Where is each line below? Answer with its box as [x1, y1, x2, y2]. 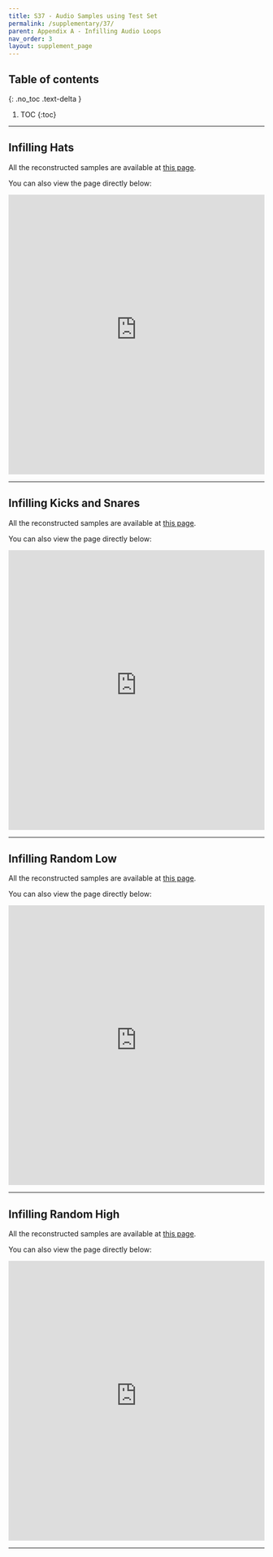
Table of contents [8, 72, 99, 86]
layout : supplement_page [8, 42, 93, 50]
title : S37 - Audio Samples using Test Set [8, 11, 158, 20]
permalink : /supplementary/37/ [8, 20, 115, 28]
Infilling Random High [8, 1207, 120, 1221]
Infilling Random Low [8, 851, 118, 865]
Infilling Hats [8, 141, 75, 155]
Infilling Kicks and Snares [8, 496, 141, 510]
